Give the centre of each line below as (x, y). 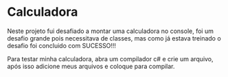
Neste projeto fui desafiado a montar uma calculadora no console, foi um (111, 31)
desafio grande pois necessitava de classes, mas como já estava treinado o (114, 38)
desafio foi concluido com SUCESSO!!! (62, 45)
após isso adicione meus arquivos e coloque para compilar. (91, 66)
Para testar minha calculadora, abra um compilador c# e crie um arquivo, (111, 58)
